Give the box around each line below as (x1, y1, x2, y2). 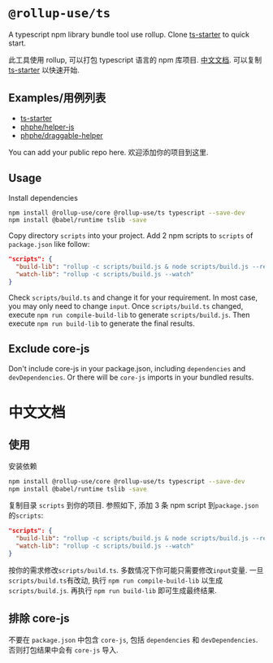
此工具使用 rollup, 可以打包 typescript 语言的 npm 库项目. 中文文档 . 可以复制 (8, 54, 262, 64)
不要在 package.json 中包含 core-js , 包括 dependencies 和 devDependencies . (8, 635, 258, 644)
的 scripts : (8, 510, 44, 521)
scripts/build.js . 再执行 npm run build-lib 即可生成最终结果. (8, 585, 218, 595)
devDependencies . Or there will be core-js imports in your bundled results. (8, 372, 254, 382)
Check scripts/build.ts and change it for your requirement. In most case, (8, 292, 258, 302)
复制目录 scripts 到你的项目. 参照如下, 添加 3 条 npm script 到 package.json (8, 500, 259, 510)
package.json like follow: (8, 240, 90, 249)
